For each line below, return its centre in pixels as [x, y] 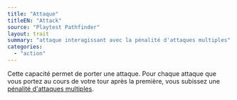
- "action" [30, 54]
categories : [25, 47]
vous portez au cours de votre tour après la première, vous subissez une [114, 81]
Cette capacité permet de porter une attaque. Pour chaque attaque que [112, 73]
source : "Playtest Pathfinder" [54, 27]
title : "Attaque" [33, 14]
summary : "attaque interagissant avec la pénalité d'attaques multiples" [119, 40]
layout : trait [28, 34]
